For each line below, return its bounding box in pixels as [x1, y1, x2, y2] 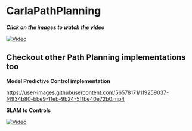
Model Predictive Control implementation [6, 77, 110, 84]
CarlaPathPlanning [6, 4, 101, 18]
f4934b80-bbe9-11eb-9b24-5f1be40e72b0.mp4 [6, 95, 125, 102]
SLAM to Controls [6, 107, 51, 114]
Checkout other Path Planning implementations [6, 52, 186, 63]
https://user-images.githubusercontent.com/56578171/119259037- [6, 89, 169, 96]
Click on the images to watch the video [6, 24, 105, 31]
